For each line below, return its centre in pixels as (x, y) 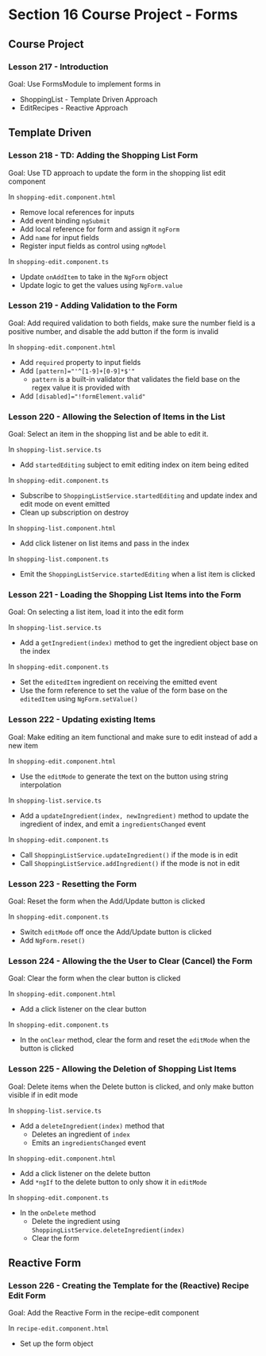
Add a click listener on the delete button (85, 1173)
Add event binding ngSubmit (65, 220)
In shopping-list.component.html (62, 528)
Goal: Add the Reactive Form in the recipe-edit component (104, 1313)
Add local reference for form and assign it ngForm (100, 229)
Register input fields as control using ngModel (93, 246)
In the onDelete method (58, 1212)
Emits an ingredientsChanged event (89, 1142)
